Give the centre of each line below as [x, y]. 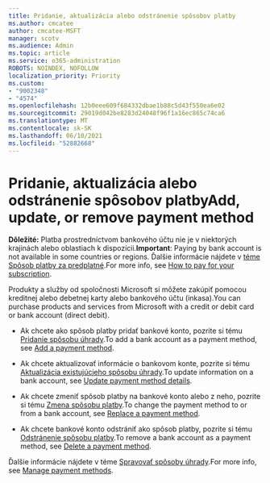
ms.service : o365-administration [64, 61]
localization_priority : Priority [64, 76]
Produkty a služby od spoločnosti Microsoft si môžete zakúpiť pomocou [128, 289]
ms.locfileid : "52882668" [52, 143]
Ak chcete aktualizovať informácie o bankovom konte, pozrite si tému [135, 364]
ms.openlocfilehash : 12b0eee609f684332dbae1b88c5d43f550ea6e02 [117, 106]
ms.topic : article [39, 53]
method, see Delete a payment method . [85, 446]
